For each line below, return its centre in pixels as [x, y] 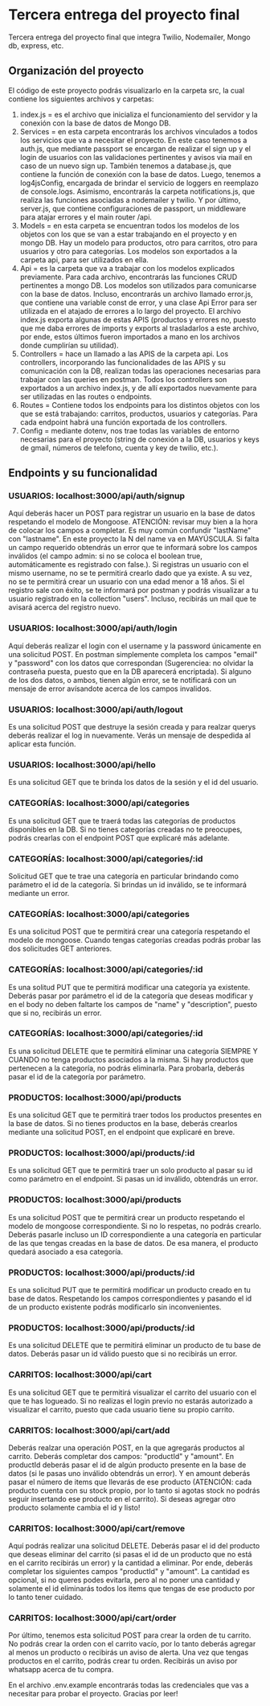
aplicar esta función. [42, 744]
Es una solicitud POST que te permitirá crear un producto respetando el [127, 1217]
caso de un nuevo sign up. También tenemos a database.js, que [125, 166]
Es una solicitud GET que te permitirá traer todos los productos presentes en [135, 1115]
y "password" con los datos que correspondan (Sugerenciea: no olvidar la [131, 663]
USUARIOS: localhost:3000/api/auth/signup [97, 496]
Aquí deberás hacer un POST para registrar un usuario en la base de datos [132, 513]
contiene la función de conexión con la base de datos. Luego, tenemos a [140, 174]
